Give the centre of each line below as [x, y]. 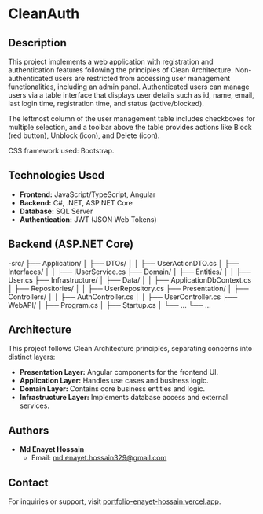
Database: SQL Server [56, 211]
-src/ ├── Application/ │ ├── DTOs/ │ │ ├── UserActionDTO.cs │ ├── [124, 263]
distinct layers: [32, 357]
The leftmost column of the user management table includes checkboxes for [132, 118]
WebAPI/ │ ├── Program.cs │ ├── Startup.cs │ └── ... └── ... [110, 305]
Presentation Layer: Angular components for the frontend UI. [119, 372]
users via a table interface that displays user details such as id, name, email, [131, 95]
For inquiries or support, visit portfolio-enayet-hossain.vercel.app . [115, 501]
